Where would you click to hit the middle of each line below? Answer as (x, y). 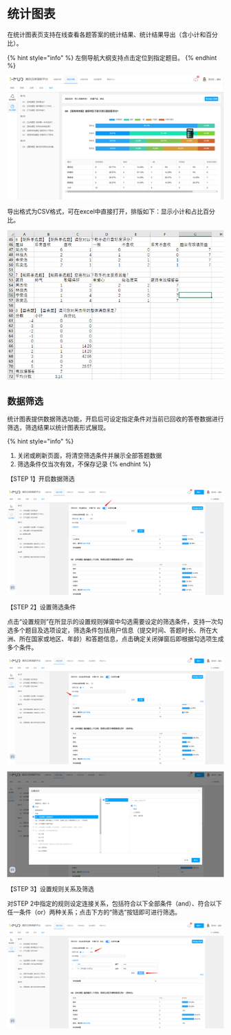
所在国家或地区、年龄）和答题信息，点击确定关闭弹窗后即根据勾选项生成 (121, 639)
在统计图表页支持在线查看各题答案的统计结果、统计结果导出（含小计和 (107, 34)
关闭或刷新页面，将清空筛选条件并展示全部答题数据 (89, 455)
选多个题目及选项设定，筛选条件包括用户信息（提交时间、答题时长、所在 (109, 630)
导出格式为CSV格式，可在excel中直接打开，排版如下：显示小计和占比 (105, 211)
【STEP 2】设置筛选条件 (42, 607)
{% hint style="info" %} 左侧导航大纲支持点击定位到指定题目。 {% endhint (112, 57)
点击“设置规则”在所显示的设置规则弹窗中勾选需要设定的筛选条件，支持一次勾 (115, 622)
